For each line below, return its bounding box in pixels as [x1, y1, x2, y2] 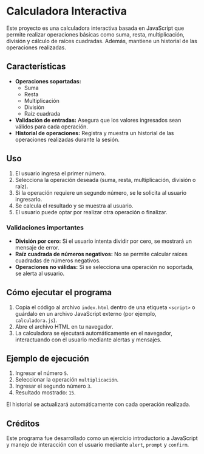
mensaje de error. [15, 243, 59, 251]
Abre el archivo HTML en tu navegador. [15, 323, 114, 330]
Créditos [6, 418, 40, 428]
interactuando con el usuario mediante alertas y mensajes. [15, 336, 162, 343]
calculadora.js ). [15, 316, 58, 324]
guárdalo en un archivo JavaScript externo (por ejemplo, [15, 310, 157, 317]
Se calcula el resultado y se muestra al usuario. [15, 202, 134, 209]
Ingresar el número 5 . [15, 369, 69, 377]
